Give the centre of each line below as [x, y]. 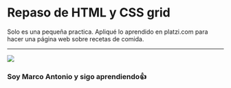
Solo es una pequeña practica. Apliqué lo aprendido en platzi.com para [108, 32]
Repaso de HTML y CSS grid [89, 13]
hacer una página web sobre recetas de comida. [76, 38]
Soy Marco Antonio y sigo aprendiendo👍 [77, 76]
